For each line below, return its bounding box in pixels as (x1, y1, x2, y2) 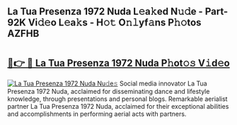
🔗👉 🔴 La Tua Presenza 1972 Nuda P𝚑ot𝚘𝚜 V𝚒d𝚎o (7, 56, 230, 69)
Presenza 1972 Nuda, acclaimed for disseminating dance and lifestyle (7, 88, 210, 95)
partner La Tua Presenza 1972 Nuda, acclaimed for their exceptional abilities (7, 102, 229, 110)
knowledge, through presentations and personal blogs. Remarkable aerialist (7, 95, 228, 103)
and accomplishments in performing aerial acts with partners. (7, 109, 187, 118)
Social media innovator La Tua (119, 79, 207, 88)
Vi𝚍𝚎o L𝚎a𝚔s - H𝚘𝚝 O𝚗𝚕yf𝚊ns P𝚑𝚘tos (28, 17, 202, 29)
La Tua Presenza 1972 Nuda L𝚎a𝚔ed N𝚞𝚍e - (7, 6, 203, 18)
